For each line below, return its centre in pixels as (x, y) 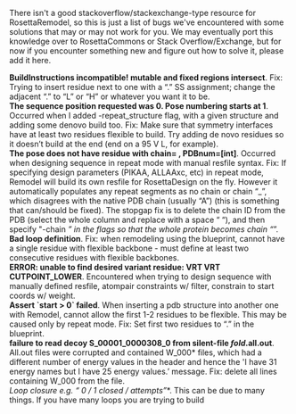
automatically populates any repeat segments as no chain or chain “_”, (138, 191)
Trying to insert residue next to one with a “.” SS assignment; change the (142, 87)
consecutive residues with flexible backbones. (95, 257)
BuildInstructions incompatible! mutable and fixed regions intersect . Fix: (146, 78)
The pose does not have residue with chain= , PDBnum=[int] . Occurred (143, 153)
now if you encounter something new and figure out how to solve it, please (147, 51)
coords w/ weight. (42, 295)
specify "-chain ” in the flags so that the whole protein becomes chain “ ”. (144, 229)
